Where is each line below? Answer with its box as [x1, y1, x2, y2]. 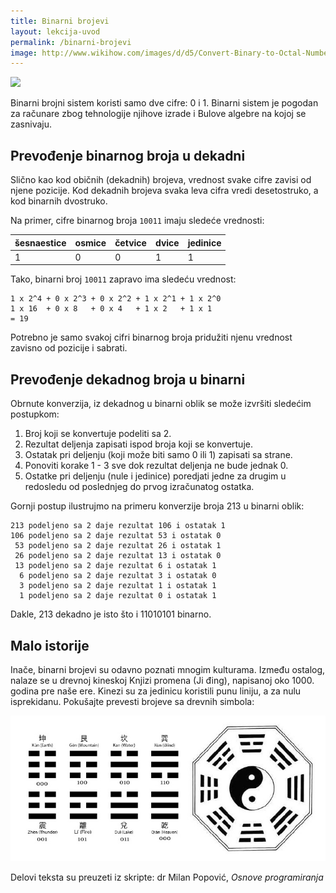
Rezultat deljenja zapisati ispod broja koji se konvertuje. [24, 438, 253, 450]
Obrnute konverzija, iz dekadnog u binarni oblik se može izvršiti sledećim [10, 398, 312, 410]
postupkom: [10, 408, 60, 420]
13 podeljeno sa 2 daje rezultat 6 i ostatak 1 [14, 561, 217, 571]
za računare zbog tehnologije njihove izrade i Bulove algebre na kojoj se [10, 108, 307, 120]
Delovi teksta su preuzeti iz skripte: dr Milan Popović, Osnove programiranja [10, 871, 324, 883]
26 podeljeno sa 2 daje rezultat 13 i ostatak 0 [14, 551, 222, 561]
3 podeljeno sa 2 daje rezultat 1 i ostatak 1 [19, 581, 217, 591]
